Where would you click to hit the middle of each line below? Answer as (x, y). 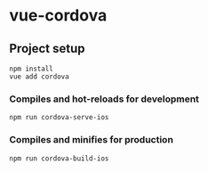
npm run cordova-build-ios (59, 158)
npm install (31, 69)
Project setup (48, 49)
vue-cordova (58, 16)
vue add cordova (39, 77)
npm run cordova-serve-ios (59, 118)
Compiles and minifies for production (91, 140)
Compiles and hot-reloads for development (104, 99)
